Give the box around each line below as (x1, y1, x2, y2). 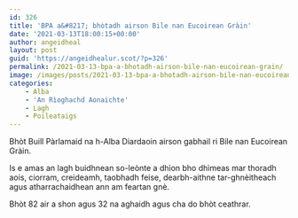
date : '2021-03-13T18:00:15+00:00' (9, 29, 141, 38)
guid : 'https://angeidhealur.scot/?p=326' (9, 54, 169, 63)
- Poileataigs (25, 112, 77, 121)
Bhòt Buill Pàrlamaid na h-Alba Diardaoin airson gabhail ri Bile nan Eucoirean (9, 136, 288, 147)
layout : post (9, 46, 58, 55)
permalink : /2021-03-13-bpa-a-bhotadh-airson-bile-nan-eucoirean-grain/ (9, 63, 284, 72)
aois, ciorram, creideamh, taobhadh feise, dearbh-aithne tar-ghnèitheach (9, 172, 277, 183)
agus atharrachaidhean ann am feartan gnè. (9, 182, 170, 192)
